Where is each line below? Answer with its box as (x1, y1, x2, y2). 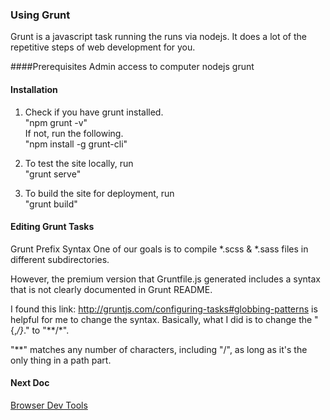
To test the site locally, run (24, 157, 134, 169)
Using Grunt (10, 8, 71, 22)
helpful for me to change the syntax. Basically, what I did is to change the (10, 313, 313, 325)
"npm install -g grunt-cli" (24, 138, 128, 150)
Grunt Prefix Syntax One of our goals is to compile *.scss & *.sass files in (10, 243, 309, 255)
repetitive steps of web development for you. (10, 41, 196, 53)
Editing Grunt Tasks (10, 221, 95, 233)
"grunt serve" (24, 168, 82, 180)
